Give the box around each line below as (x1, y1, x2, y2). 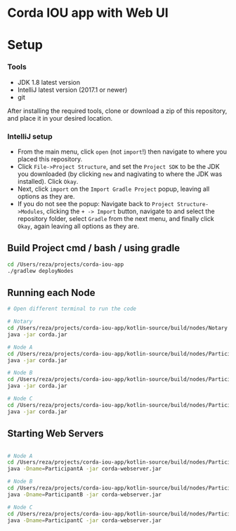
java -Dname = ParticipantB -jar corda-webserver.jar (7, 491, 162, 498)
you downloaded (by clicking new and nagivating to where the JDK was (17, 170, 223, 178)
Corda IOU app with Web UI (7, 5, 169, 21)
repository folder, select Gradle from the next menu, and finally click (17, 214, 214, 222)
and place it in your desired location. (7, 114, 113, 122)
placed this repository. (17, 154, 83, 163)
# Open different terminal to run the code (7, 305, 137, 313)
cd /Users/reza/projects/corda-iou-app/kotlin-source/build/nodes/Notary (7, 325, 228, 332)
